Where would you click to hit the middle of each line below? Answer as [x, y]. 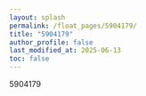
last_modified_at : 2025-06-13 [65, 51]
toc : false [29, 59]
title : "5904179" [41, 34]
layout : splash [37, 17]
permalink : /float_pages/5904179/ [73, 26]
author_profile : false [51, 42]
